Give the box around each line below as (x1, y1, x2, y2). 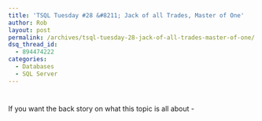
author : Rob (8, 19, 47, 27)
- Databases (15, 63, 55, 71)
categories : (8, 56, 47, 64)
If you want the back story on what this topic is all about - (8, 104, 195, 113)
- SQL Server (15, 70, 58, 78)
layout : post (8, 26, 51, 34)
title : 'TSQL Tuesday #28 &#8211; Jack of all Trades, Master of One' (8, 11, 245, 20)
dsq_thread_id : (8, 41, 58, 49)
